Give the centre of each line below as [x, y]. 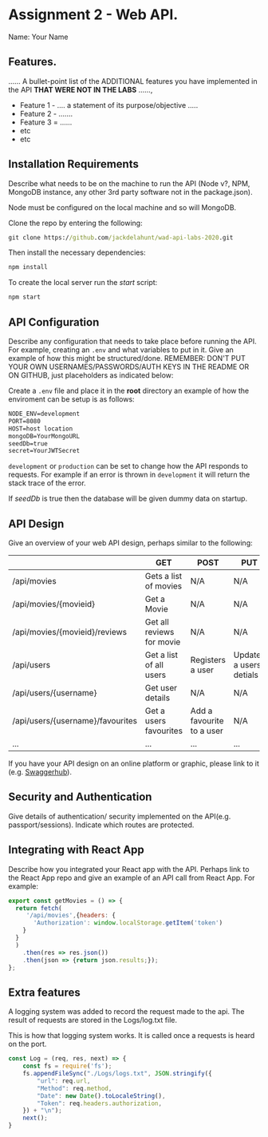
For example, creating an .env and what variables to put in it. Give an [121, 350]
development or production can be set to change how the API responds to [128, 466]
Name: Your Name [38, 37]
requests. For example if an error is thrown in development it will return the [129, 475]
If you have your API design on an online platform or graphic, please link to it [134, 763]
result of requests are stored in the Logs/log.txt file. [93, 1020]
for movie [163, 642]
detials [246, 675]
